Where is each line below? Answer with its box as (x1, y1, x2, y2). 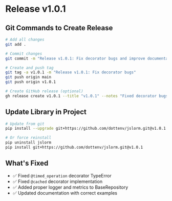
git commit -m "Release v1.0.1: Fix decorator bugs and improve (5, 56, 145, 61)
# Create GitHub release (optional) (5, 89, 83, 94)
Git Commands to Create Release (5, 24, 113, 32)
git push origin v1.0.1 (5, 79, 56, 85)
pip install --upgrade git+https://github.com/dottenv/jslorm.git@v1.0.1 (5, 126, 166, 131)
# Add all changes (5, 37, 45, 42)
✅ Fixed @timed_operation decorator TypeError (12, 172, 112, 178)
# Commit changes (5, 51, 42, 56)
